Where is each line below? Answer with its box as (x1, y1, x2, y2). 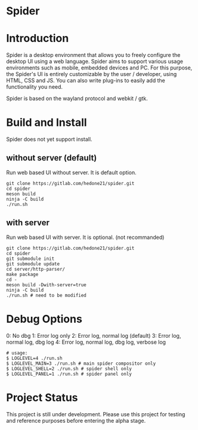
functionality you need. (6, 83, 63, 90)
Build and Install (6, 116, 88, 129)
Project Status (6, 390, 79, 404)
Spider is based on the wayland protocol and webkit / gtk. (6, 95, 148, 102)
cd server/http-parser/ (6, 266, 66, 272)
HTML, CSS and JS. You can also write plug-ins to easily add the (6, 77, 165, 84)
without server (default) (6, 153, 97, 163)
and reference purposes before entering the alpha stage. (6, 417, 146, 424)
